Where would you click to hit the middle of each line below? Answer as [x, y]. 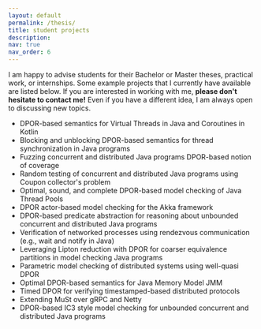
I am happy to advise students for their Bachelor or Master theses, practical [131, 75]
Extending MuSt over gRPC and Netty [80, 299]
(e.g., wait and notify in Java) [67, 241]
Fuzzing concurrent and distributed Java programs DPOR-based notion [135, 157]
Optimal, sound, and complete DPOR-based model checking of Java [130, 191]
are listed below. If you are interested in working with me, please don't [123, 91]
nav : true [24, 45]
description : [30, 37]
